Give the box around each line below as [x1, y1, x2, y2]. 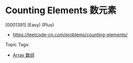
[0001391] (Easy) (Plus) [5, 21, 54, 28]
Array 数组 [12, 52, 35, 58]
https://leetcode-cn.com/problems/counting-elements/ [12, 31, 128, 38]
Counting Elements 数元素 [5, 5, 117, 16]
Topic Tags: [5, 41, 30, 47]
